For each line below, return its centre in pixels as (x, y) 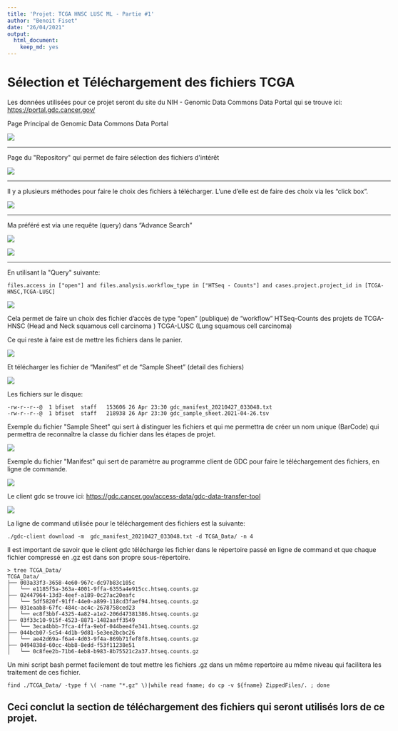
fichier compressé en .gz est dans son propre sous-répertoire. (99, 557)
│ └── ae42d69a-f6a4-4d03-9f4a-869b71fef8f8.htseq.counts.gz (103, 639)
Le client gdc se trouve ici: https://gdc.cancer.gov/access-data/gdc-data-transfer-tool (134, 496)
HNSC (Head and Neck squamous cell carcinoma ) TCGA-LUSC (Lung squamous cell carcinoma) (150, 326)
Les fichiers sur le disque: (45, 394)
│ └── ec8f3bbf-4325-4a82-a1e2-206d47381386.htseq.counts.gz (103, 614)
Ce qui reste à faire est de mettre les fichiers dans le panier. (95, 339)
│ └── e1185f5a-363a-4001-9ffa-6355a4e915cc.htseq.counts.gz (103, 589)
